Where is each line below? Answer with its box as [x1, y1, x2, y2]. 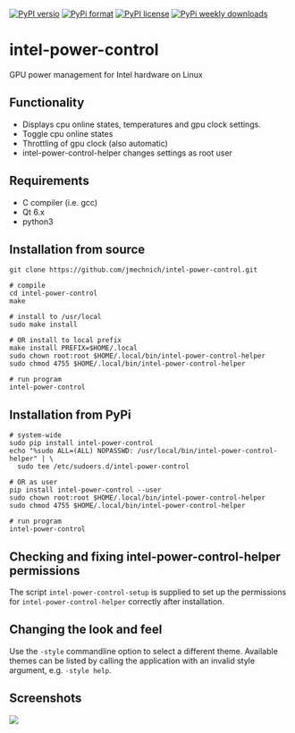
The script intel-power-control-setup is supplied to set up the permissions [9, 586, 287, 597]
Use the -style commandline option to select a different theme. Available [9, 645, 279, 656]
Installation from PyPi [9, 407, 131, 422]
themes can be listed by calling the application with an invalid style [9, 655, 256, 666]
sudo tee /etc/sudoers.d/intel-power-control [17, 462, 190, 471]
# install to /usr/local [9, 313, 102, 322]
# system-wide [9, 431, 63, 440]
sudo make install [9, 320, 78, 330]
